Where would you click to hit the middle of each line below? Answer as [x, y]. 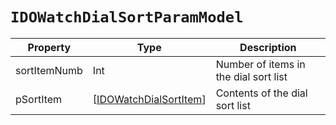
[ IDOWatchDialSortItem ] [149, 99]
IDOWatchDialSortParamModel [127, 17]
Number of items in [260, 64]
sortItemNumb [49, 70]
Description [268, 47]
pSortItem [39, 99]
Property [49, 47]
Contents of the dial [261, 93]
